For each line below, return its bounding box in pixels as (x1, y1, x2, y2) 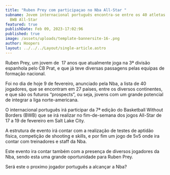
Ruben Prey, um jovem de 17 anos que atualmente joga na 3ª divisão (5, 59, 151, 65)
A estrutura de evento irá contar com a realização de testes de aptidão (5, 127, 154, 134)
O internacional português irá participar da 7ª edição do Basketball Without (5, 106, 163, 113)
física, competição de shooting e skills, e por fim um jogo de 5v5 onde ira (5, 133, 160, 139)
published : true (5, 31, 40, 36)
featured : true (5, 21, 38, 27)
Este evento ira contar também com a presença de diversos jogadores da (5, 148, 160, 154)
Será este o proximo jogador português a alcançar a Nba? (5, 163, 127, 169)
